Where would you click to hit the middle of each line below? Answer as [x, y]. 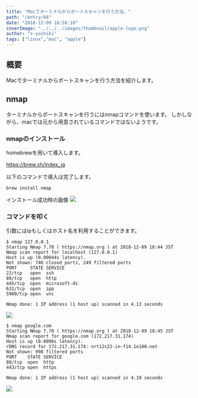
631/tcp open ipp [30, 289]
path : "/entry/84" [29, 17]
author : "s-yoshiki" [32, 34]
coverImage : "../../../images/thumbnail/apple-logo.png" [78, 28]
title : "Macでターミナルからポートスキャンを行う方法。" [68, 12]
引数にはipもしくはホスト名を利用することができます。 [73, 231]
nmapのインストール [36, 138]
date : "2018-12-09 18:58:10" [42, 23]
